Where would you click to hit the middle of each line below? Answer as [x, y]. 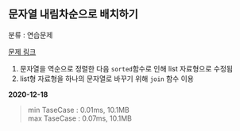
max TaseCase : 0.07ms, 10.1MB [80, 118]
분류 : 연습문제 [31, 35]
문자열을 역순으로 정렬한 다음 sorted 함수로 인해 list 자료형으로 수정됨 [126, 68]
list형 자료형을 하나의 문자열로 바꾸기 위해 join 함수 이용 [107, 79]
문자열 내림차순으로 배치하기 [74, 14]
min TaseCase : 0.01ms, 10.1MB [78, 110]
